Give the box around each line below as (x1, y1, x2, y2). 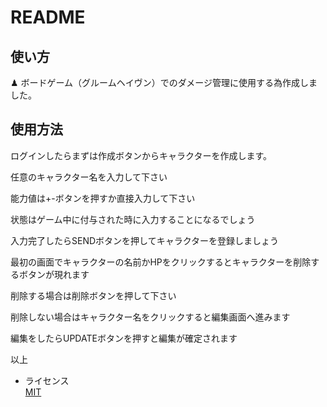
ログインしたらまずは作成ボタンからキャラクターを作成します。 (10, 149, 273, 161)
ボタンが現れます (18, 268, 90, 280)
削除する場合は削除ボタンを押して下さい (10, 289, 177, 301)
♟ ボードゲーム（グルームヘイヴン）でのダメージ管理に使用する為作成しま (10, 77, 318, 88)
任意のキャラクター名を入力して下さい (10, 171, 168, 183)
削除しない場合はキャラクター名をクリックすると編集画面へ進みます (10, 311, 291, 323)
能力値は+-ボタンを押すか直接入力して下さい (10, 192, 196, 204)
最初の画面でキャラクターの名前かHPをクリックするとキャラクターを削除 (10, 256, 312, 268)
